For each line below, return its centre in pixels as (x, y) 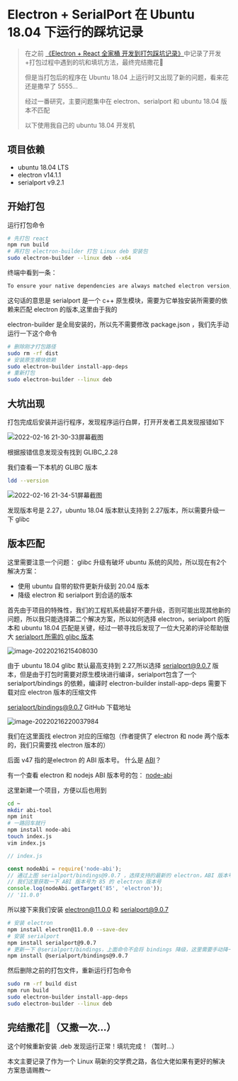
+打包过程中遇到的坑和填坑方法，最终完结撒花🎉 (94, 62)
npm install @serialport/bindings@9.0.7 (68, 956)
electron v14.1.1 (39, 175)
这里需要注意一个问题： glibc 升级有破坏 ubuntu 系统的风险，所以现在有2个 (117, 562)
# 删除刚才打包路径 (32, 346)
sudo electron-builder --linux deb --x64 (69, 258)
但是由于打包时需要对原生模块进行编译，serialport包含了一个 (108, 674)
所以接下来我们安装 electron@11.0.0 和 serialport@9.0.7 (88, 910)
